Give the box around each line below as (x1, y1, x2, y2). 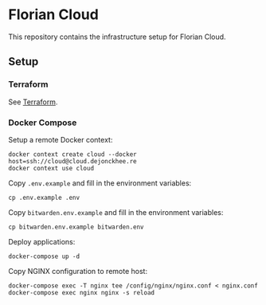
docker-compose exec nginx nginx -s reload (8, 288, 155, 296)
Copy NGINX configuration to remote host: (8, 266, 148, 276)
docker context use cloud (8, 164, 94, 172)
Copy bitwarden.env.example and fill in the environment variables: (8, 207, 224, 217)
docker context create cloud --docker (8, 150, 137, 158)
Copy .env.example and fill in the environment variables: (8, 178, 192, 188)
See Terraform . (8, 97, 58, 107)
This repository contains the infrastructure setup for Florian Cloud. (8, 32, 226, 41)
